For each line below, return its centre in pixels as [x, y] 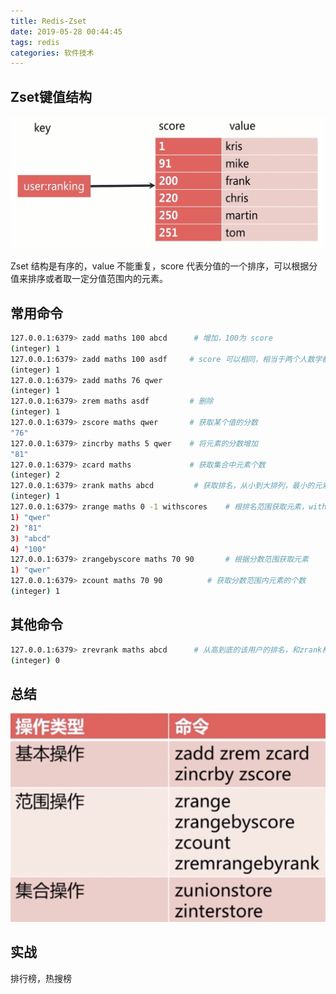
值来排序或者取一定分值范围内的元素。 [89, 279]
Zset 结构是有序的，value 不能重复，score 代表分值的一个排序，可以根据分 [164, 266]
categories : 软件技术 [52, 53]
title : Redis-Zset [48, 21]
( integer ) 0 [35, 660]
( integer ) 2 [35, 475]
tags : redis [35, 42]
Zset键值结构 [51, 96]
